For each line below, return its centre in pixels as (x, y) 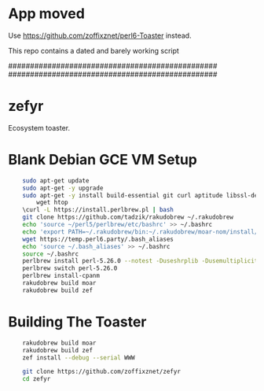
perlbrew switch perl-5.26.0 (70, 268)
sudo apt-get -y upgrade (63, 188)
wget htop (52, 203)
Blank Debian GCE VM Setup (103, 160)
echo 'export (44, 232)
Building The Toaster (77, 322)
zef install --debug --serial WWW (79, 358)
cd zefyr (37, 379)
